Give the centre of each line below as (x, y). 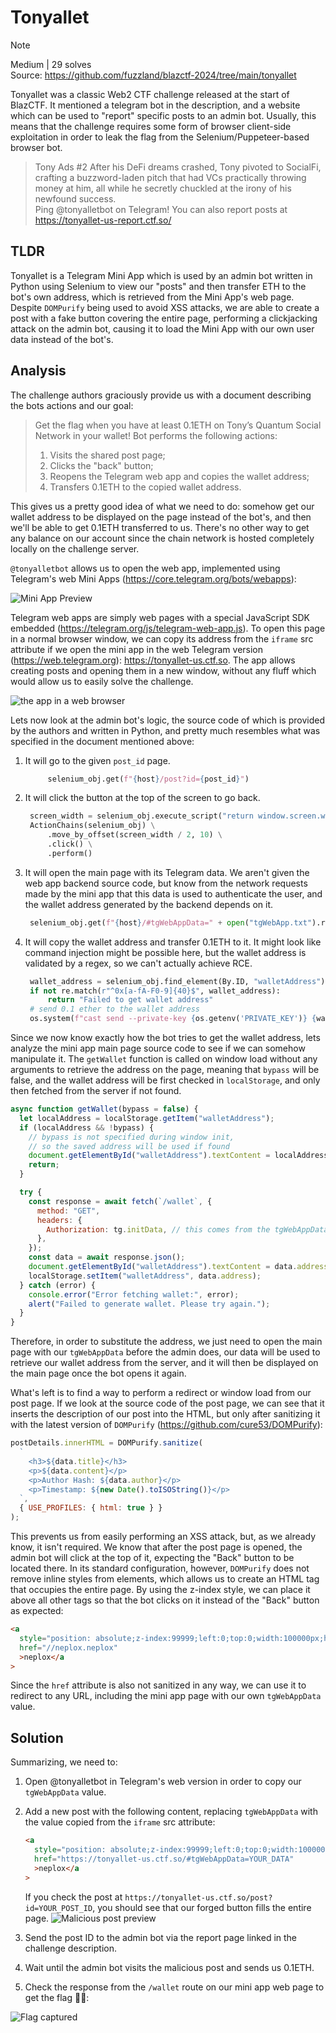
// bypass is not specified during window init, (131, 1137)
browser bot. (36, 147)
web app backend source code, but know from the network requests (166, 883)
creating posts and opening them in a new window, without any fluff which (163, 670)
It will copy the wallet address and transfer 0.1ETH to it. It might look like (173, 942)
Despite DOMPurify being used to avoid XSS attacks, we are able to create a (165, 307)
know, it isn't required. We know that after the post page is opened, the (156, 1547)
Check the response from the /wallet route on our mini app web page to (174, 1987)
